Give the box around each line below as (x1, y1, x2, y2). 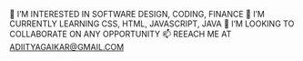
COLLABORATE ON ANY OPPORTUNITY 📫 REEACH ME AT (9, 28, 232, 39)
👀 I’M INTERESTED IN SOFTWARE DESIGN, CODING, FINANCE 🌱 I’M (9, 9, 266, 19)
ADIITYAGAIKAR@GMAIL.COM (9, 42, 125, 52)
